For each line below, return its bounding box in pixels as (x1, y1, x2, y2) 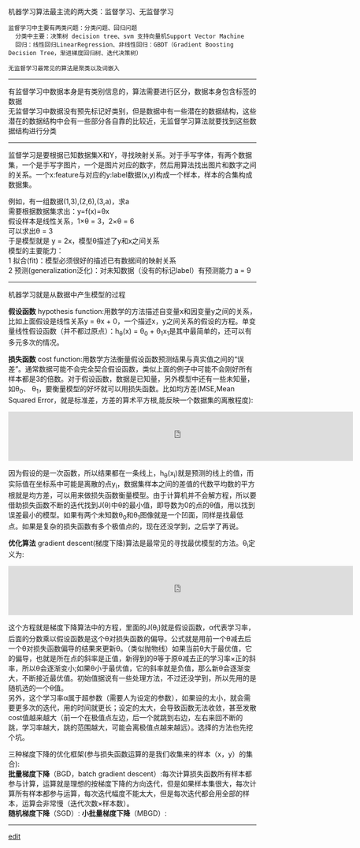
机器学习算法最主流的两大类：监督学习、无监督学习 (8, 7, 174, 16)
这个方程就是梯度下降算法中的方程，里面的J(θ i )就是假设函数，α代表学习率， (8, 622, 256, 633)
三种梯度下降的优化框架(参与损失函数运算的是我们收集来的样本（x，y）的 (8, 749, 247, 759)
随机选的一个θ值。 (8, 683, 69, 693)
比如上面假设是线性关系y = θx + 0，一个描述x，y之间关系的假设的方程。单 (8, 316, 250, 326)
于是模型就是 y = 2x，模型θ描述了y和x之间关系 (8, 236, 160, 245)
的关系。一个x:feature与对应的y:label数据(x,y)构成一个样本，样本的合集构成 (8, 170, 253, 179)
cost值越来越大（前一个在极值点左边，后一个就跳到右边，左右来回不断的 (8, 712, 243, 722)
